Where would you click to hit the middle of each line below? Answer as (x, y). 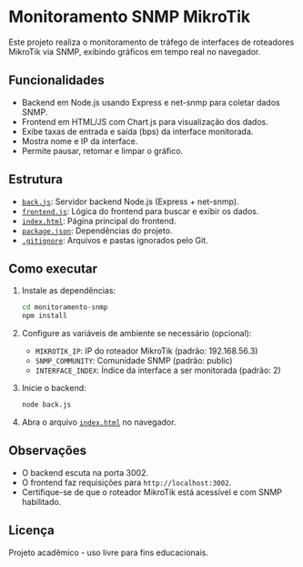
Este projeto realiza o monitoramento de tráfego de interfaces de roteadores (151, 42)
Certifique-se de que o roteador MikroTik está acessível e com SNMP (152, 492)
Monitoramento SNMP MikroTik (130, 17)
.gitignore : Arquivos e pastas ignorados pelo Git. (115, 240)
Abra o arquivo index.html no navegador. (99, 422)
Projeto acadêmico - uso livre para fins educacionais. (108, 552)
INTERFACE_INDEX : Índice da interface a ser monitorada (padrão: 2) (158, 370)
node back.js (46, 405)
